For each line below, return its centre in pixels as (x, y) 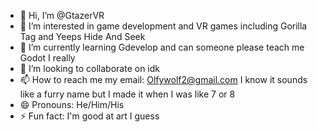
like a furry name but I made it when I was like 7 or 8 (127, 94)
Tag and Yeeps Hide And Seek (82, 36)
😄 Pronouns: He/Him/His (72, 104)
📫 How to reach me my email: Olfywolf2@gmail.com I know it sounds (163, 79)
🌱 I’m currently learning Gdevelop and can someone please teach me (162, 47)
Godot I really (47, 58)
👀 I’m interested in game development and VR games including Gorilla (163, 26)
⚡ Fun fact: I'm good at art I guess (89, 116)
